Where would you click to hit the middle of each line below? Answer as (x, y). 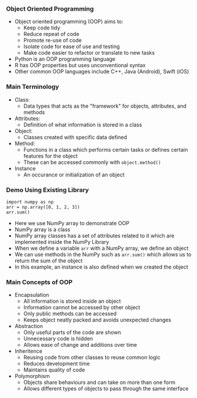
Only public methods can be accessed (70, 314)
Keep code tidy (42, 28)
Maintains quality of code (54, 370)
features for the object (51, 156)
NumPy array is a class (42, 229)
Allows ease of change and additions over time (80, 345)
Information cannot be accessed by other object (82, 307)
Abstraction (29, 326)
